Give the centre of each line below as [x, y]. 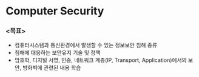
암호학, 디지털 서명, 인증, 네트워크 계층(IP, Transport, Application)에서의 [100, 60]
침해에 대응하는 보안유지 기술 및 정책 [57, 53]
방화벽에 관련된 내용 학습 [52, 68]
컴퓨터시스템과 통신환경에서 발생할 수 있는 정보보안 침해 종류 [86, 45]
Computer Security [55, 11]
